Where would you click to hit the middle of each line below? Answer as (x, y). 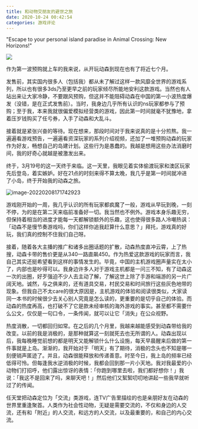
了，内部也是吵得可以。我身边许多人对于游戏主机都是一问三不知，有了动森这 (99, 269)
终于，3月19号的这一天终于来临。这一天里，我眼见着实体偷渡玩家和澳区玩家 (98, 166)
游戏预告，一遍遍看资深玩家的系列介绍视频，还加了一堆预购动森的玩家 (107, 138)
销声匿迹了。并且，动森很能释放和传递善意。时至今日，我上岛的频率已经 (104, 356)
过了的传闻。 (22, 385)
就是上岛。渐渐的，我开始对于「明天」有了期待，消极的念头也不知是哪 (101, 348)
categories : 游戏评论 (31, 22)
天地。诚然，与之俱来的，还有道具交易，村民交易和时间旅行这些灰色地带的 (101, 284)
